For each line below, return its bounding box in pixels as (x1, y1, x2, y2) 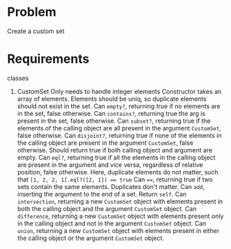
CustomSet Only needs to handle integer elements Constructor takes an (17, 87, 222, 95)
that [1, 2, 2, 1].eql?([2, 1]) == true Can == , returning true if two (17, 175, 213, 183)
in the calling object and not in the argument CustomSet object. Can (17, 219, 207, 228)
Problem (7, 4, 57, 20)
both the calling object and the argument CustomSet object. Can (17, 204, 197, 212)
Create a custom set (7, 27, 65, 35)
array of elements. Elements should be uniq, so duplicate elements (17, 94, 207, 103)
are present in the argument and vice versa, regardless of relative (17, 160, 203, 169)
